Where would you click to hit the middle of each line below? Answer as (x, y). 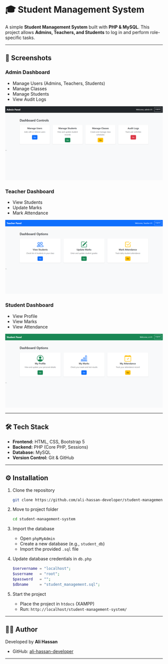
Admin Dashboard (27, 72)
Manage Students (30, 94)
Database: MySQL (31, 452)
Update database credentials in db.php (52, 559)
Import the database (33, 529)
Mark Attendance (30, 213)
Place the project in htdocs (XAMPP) (57, 603)
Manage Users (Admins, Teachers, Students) (59, 83)
